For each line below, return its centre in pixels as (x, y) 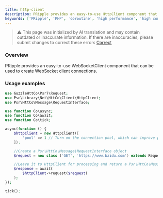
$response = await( (33, 169)
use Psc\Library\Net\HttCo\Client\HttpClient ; (53, 98)
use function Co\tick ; (28, 120)
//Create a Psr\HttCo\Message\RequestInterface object (70, 151)
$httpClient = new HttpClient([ (46, 134)
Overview (17, 55)
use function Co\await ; (29, 116)
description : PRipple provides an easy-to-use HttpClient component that (81, 14)
